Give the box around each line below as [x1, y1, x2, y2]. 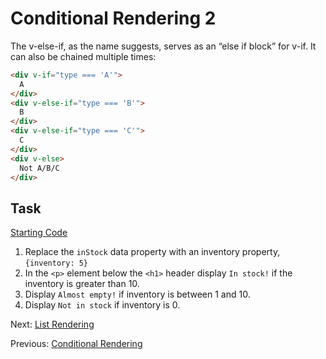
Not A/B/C [19, 163, 60, 173]
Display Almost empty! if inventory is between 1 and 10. [24, 288, 251, 301]
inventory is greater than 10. [24, 278, 140, 290]
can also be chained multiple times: [10, 50, 157, 62]
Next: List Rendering [10, 318, 95, 331]
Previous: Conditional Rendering [10, 338, 143, 350]
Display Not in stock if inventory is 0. [24, 299, 181, 311]
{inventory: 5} [24, 258, 89, 269]
